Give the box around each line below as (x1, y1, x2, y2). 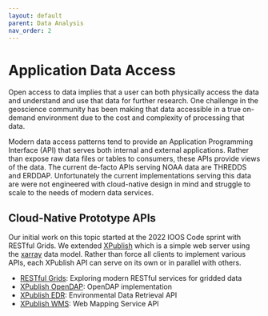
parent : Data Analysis (8, 19, 84, 27)
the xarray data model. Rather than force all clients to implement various (8, 250, 246, 259)
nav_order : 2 (8, 26, 52, 34)
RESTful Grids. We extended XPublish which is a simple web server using (8, 241, 250, 250)
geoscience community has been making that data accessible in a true (8, 105, 242, 114)
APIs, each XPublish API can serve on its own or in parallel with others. (8, 258, 242, 268)
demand (8, 113, 36, 122)
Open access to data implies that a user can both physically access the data (8, 87, 260, 97)
